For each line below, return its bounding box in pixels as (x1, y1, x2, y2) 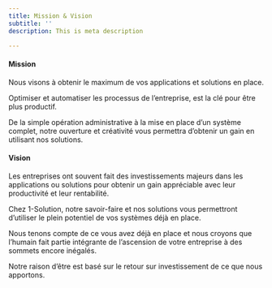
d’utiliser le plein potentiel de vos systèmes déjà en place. (8, 213, 201, 222)
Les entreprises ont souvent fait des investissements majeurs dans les (8, 171, 244, 181)
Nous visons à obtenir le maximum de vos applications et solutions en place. (8, 77, 265, 87)
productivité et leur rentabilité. (8, 188, 110, 198)
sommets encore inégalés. (8, 245, 97, 256)
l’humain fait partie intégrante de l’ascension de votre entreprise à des (8, 237, 243, 247)
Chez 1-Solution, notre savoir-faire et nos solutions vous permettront (8, 204, 238, 213)
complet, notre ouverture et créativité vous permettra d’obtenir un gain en (8, 126, 255, 135)
